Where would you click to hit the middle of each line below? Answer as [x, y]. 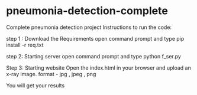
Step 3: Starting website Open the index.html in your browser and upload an [98, 68]
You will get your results [35, 85]
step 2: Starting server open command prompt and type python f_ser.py [94, 56]
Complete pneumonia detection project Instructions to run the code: [89, 27]
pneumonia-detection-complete [87, 11]
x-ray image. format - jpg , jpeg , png [51, 74]
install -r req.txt [25, 45]
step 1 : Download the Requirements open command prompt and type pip [95, 38]
